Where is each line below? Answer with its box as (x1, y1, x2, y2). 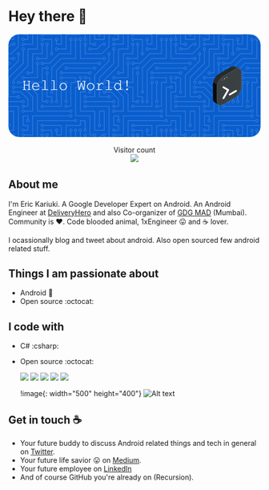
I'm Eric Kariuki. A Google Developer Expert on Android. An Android (8, 199, 231, 209)
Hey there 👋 (8, 7, 88, 26)
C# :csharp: (19, 341, 59, 351)
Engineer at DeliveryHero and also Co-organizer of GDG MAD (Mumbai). (8, 208, 247, 217)
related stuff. (8, 244, 50, 253)
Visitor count (113, 144, 156, 155)
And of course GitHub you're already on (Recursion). (19, 472, 195, 482)
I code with (8, 320, 65, 334)
